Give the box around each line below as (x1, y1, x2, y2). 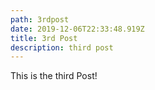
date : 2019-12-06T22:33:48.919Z (10, 24, 145, 34)
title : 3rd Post (10, 33, 78, 43)
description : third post (10, 42, 114, 53)
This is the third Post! (10, 70, 98, 82)
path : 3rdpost (10, 14, 70, 25)
